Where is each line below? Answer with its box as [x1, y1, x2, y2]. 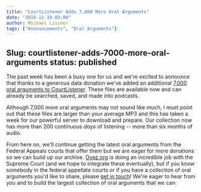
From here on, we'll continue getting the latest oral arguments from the [6, 141, 182, 148]
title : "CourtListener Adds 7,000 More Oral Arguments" [6, 8, 149, 15]
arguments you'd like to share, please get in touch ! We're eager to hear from [6, 173, 196, 180]
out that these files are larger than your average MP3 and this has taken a [6, 110, 188, 118]
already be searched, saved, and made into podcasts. [6, 92, 140, 100]
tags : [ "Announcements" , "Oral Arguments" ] [6, 25, 117, 32]
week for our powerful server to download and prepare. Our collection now [6, 116, 193, 124]
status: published [49, 57, 117, 67]
